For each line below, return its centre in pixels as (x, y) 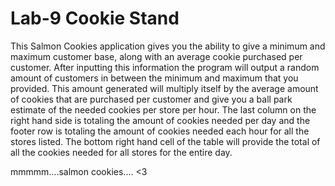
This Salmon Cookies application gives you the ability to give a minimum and (168, 46)
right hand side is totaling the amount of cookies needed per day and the (160, 120)
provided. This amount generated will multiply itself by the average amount (164, 88)
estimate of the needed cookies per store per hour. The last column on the (163, 109)
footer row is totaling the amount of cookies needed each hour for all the (160, 131)
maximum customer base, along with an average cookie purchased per (156, 56)
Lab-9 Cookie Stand (95, 18)
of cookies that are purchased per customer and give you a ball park (151, 99)
